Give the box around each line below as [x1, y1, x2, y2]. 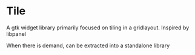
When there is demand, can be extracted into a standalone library [6, 42, 170, 49]
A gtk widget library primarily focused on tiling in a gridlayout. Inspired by [6, 24, 190, 31]
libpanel [6, 30, 26, 37]
